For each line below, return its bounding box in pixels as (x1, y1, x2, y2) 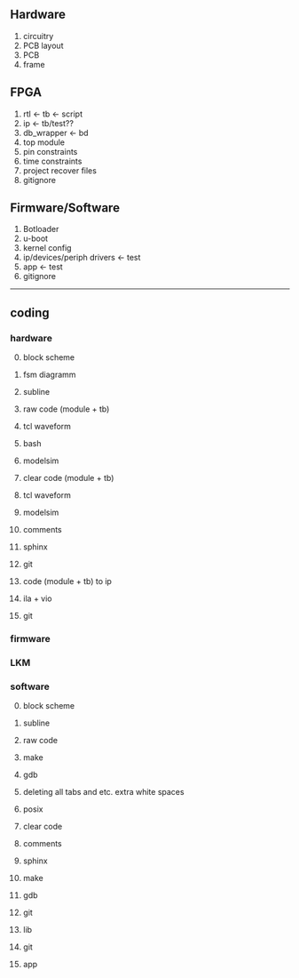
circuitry (22, 30, 54, 41)
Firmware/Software (10, 200, 121, 216)
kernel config (22, 243, 72, 253)
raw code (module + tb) (22, 404, 110, 414)
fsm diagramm (22, 369, 76, 381)
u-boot (22, 233, 48, 244)
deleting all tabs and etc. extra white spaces (22, 787, 185, 798)
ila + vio (22, 593, 52, 604)
